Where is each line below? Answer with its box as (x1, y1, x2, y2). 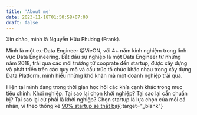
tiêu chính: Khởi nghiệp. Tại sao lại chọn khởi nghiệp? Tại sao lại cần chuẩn (6, 90, 188, 97)
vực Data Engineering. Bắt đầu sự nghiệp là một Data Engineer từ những (6, 54, 181, 61)
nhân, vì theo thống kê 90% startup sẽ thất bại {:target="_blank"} (6, 103, 163, 110)
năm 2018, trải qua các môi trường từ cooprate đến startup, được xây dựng (6, 60, 188, 67)
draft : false (6, 19, 38, 25)
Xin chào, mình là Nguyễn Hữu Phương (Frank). (6, 36, 121, 43)
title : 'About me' (6, 8, 51, 15)
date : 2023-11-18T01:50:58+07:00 (6, 14, 88, 20)
